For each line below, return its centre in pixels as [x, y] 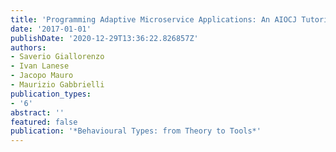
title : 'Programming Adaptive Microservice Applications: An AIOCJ [154, 19]
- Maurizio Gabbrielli [57, 85]
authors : [28, 47]
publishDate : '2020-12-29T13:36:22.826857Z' [104, 38]
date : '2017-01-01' [51, 29]
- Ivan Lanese [40, 66]
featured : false [44, 122]
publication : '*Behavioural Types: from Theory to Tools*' [136, 131]
